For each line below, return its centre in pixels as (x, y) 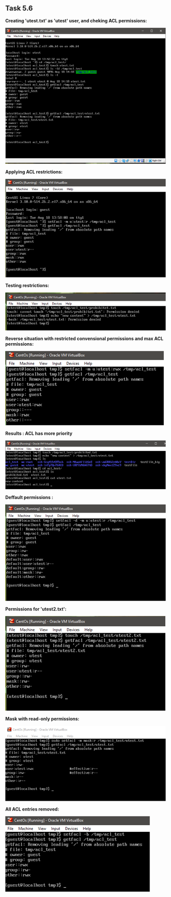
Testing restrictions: (27, 286)
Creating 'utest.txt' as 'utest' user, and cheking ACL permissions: (76, 20)
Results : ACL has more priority (39, 433)
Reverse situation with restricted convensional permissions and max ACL (84, 339)
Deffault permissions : (29, 497)
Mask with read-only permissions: (42, 719)
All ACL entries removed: (32, 809)
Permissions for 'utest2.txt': (36, 609)
